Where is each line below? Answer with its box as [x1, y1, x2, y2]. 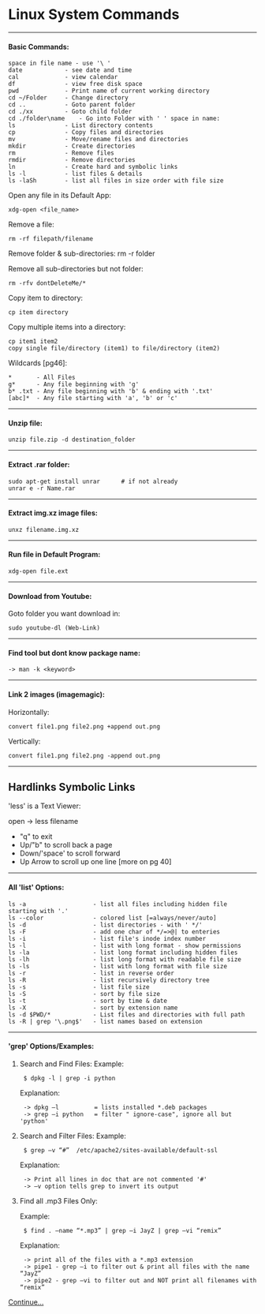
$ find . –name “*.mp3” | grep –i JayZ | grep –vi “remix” [23, 1226, 222, 1234]
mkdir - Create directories [8, 142, 136, 151]
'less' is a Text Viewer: [8, 801, 81, 810]
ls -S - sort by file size [8, 990, 160, 998]
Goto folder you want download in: [8, 609, 121, 619]
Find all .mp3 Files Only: [19, 1196, 99, 1205]
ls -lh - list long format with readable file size [8, 955, 242, 964]
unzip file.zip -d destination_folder [8, 436, 136, 444]
